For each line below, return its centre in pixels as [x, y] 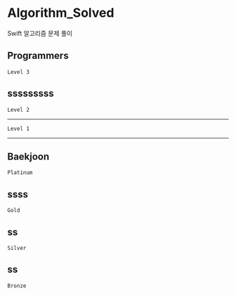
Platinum [20, 173]
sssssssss [31, 94]
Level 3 [19, 72]
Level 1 [19, 129]
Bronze [17, 286]
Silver [17, 248]
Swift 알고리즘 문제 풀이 [40, 33]
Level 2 [19, 110]
